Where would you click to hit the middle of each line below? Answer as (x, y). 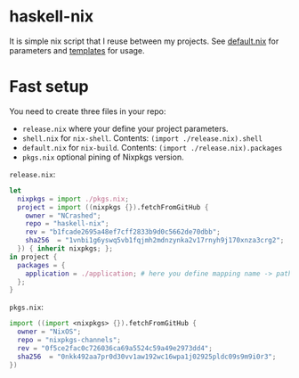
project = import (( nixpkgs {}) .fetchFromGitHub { (113, 207)
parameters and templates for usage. (77, 50)
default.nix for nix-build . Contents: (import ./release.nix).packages (152, 147)
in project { (33, 257)
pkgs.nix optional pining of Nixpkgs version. (103, 157)
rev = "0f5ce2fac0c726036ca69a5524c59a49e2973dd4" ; (115, 348)
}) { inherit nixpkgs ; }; (65, 249)
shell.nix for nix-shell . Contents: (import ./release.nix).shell (142, 138)
